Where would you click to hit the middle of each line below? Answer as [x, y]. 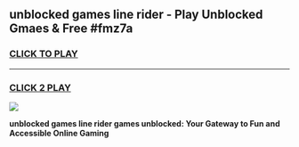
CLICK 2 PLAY [40, 87]
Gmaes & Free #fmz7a [71, 29]
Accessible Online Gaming [59, 133]
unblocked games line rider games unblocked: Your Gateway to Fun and [145, 123]
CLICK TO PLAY [44, 54]
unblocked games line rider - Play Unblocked [136, 15]
